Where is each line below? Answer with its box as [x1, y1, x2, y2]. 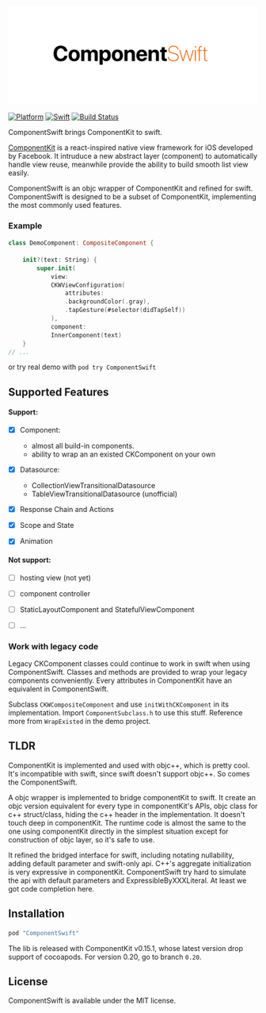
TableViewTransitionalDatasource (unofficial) [31, 489, 178, 499]
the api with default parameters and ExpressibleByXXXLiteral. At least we [8, 876, 247, 885]
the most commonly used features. [8, 200, 123, 210]
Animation [19, 537, 53, 546]
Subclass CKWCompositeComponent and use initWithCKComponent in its [8, 699, 230, 709]
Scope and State [19, 521, 74, 530]
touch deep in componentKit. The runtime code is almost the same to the [8, 818, 247, 827]
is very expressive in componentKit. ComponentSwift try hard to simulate [8, 867, 247, 876]
